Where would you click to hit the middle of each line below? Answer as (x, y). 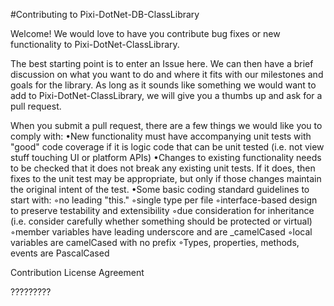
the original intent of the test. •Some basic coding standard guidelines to (160, 189)
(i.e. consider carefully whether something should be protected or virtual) (161, 221)
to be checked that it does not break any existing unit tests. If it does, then (163, 168)
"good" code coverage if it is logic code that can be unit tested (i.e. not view (167, 147)
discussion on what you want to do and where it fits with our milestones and (167, 74)
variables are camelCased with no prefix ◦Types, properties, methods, (155, 242)
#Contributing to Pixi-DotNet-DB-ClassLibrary (105, 14)
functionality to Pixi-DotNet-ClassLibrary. (95, 44)
